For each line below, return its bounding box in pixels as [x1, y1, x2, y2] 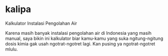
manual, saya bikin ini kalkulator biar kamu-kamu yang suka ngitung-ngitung [5, 35, 163, 41]
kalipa [5, 4, 31, 15]
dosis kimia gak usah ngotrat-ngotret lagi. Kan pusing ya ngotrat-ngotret [5, 40, 155, 46]
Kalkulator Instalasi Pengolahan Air [5, 20, 77, 26]
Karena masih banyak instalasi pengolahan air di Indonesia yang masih [5, 30, 152, 36]
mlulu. [5, 46, 18, 52]
